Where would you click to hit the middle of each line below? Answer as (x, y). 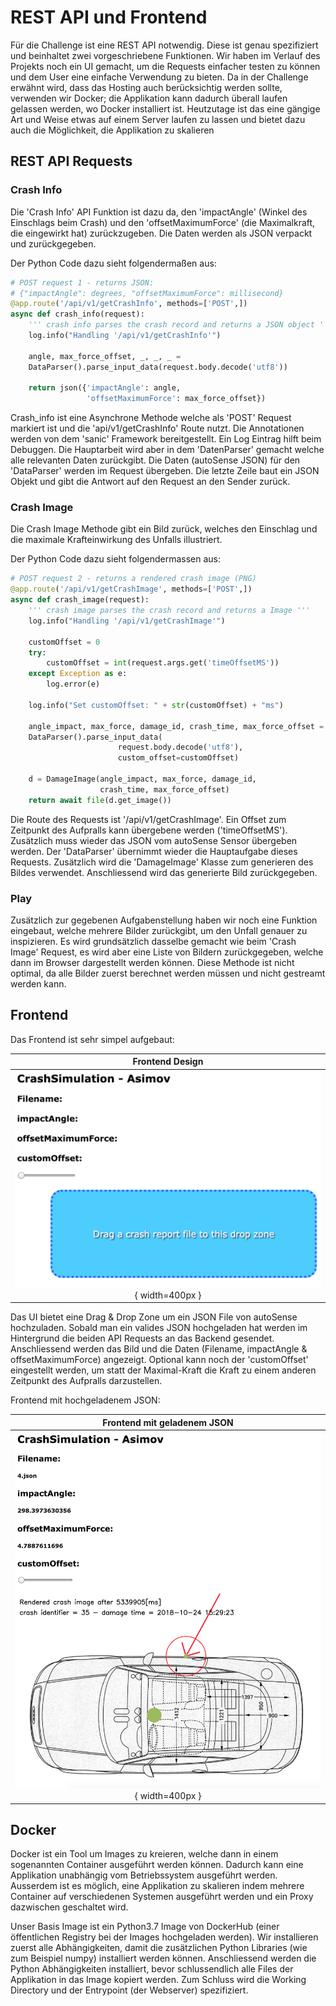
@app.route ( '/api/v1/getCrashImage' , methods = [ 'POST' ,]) (131, 589)
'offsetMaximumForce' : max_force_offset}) (176, 399)
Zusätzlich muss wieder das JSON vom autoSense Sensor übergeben (154, 840)
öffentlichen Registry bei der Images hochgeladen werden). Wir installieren (164, 1937)
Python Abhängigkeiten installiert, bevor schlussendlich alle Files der (152, 1969)
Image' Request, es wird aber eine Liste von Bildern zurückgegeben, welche (167, 952)
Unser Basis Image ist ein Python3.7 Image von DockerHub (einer (145, 1927)
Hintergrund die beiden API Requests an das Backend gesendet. (142, 1338)
